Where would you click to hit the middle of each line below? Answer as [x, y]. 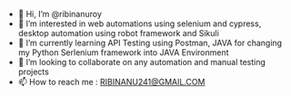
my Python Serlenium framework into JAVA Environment [123, 53]
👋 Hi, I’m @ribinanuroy [60, 14]
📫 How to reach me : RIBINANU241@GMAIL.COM [111, 82]
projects [34, 72]
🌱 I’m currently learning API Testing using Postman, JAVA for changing [150, 43]
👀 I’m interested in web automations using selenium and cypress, [140, 24]
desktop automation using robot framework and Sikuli [119, 33]
